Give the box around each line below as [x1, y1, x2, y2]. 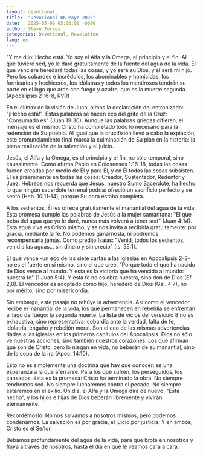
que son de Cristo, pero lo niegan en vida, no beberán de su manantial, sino [6, 344, 195, 351]
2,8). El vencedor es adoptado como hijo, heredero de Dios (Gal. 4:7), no [6, 281, 187, 287]
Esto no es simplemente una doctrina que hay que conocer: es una [6, 362, 173, 369]
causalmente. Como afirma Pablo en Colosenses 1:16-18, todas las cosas [6, 161, 187, 168]
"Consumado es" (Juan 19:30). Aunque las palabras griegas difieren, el [6, 117, 184, 124]
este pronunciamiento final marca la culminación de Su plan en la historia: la [6, 136, 196, 143]
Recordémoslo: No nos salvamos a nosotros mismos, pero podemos [6, 412, 176, 419]
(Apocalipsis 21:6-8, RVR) [6, 92, 70, 99]
